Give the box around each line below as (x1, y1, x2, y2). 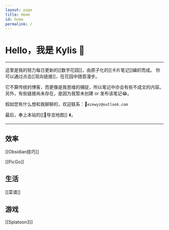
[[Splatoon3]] (5, 219, 33, 225)
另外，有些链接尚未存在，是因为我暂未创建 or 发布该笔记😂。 (5, 90, 132, 96)
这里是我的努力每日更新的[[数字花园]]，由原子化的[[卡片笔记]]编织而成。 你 (5, 67, 160, 73)
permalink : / (5, 21, 33, 27)
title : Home (5, 12, 30, 17)
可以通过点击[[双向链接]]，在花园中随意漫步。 (5, 74, 100, 80)
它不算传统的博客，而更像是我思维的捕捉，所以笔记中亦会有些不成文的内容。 (5, 84, 164, 90)
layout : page (5, 7, 33, 13)
